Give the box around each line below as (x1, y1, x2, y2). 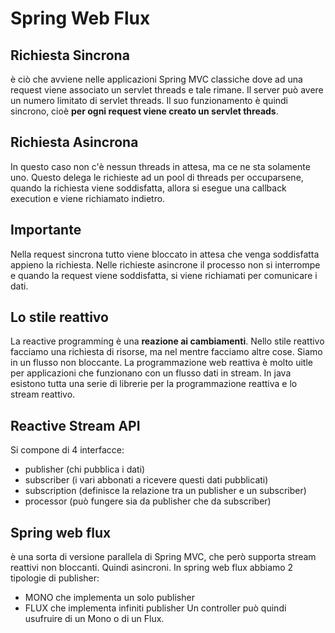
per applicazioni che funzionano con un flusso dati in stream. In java (10, 367, 292, 379)
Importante (10, 222, 82, 239)
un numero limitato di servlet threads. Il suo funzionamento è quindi (10, 95, 289, 106)
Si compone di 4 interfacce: (10, 444, 125, 456)
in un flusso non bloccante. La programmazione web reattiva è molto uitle (10, 357, 313, 369)
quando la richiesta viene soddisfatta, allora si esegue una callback (10, 182, 287, 194)
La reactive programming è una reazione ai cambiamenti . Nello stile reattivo (10, 335, 325, 347)
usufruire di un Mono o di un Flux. (24, 613, 165, 625)
